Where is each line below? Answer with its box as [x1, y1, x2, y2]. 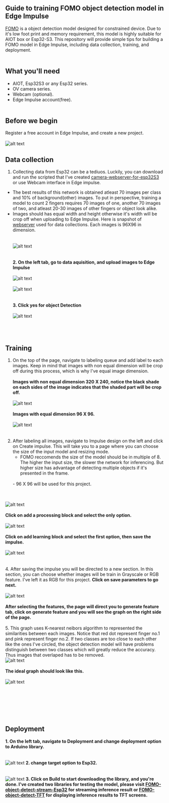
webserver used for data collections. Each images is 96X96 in [12, 222, 142, 228]
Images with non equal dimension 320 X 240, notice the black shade [12, 379, 159, 385]
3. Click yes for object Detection [12, 302, 82, 308]
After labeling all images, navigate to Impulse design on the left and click [12, 438, 163, 444]
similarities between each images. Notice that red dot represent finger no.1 [5, 630, 160, 637]
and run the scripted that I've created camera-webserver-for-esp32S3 [12, 174, 159, 180]
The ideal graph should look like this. [5, 668, 84, 674]
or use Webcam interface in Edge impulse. [12, 180, 101, 186]
